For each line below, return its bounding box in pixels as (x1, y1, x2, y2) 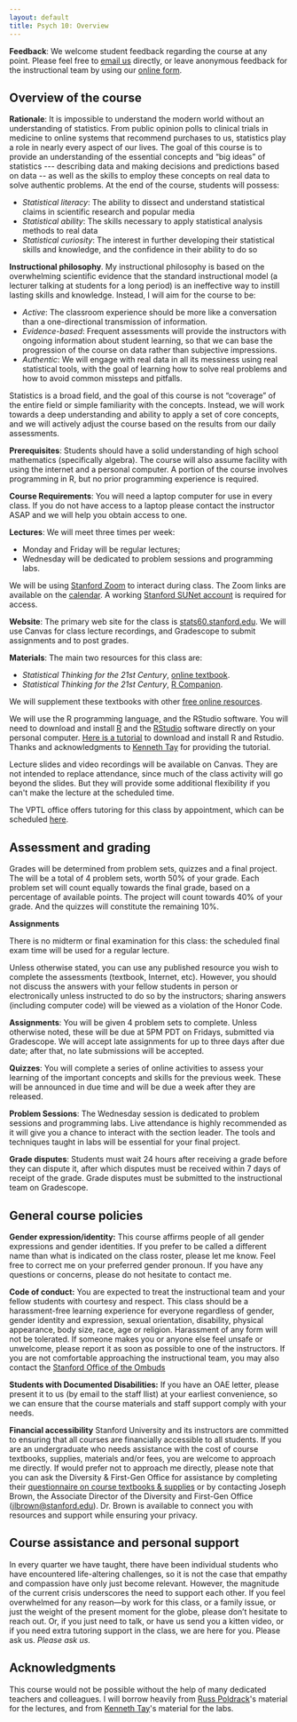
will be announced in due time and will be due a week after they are (9, 1081, 255, 1093)
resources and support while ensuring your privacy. (9, 1510, 198, 1520)
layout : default (9, 12, 69, 22)
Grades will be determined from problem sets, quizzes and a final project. (9, 864, 277, 874)
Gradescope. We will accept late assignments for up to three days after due (9, 1036, 285, 1047)
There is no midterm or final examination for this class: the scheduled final (9, 936, 280, 946)
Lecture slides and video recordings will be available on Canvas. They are (9, 759, 278, 769)
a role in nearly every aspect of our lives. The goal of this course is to (9, 142, 263, 153)
